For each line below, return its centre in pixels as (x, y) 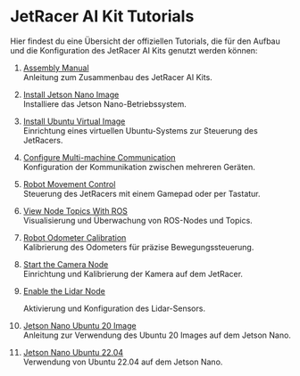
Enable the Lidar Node (64, 290)
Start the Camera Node (66, 264)
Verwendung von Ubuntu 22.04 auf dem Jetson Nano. (123, 362)
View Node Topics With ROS (75, 210)
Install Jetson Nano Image (71, 94)
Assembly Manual (56, 68)
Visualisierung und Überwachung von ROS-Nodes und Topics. (137, 220)
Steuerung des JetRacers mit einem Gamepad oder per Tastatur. (142, 193)
